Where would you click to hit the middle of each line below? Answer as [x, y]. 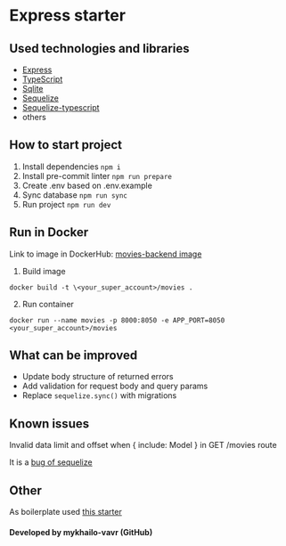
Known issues [49, 424]
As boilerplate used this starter [65, 512]
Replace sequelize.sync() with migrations [99, 395]
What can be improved [74, 356]
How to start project [66, 145]
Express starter [68, 16]
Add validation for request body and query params [115, 386]
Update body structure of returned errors [98, 377]
